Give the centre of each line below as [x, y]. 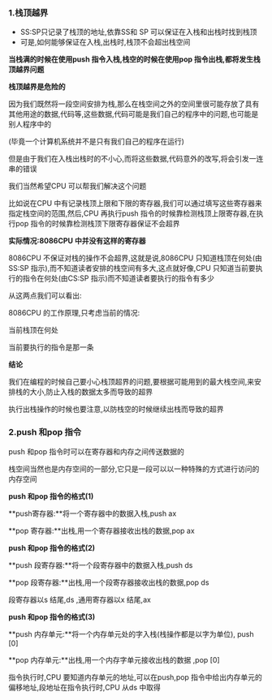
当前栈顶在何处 [33, 330]
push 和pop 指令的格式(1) [51, 496]
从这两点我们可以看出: [45, 296]
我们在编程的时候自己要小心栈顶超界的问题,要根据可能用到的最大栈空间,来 [132, 382]
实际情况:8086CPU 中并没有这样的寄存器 [77, 241]
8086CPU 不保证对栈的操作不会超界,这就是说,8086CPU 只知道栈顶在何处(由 [135, 258]
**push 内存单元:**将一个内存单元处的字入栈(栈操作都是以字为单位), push [131, 633]
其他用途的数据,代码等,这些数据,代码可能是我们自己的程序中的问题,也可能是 [134, 114]
